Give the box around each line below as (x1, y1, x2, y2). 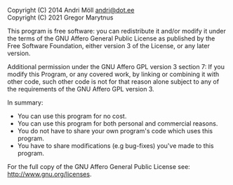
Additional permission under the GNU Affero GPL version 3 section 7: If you (7, 63, 225, 71)
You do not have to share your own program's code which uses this (17, 127, 213, 135)
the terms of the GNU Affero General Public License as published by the (7, 34, 215, 43)
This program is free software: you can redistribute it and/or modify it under (7, 27, 226, 35)
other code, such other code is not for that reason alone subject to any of (7, 77, 220, 86)
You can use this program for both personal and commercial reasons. (17, 119, 218, 128)
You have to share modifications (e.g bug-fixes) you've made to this (17, 142, 214, 149)
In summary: (7, 98, 44, 107)
